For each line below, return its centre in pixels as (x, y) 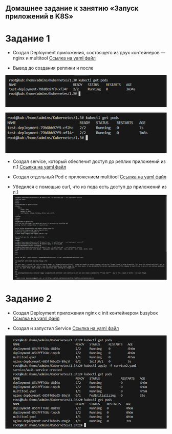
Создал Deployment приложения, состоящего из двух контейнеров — (89, 53)
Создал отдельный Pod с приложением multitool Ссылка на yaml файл (90, 177)
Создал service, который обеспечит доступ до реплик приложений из (89, 161)
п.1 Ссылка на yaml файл (39, 167)
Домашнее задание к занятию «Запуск (72, 8)
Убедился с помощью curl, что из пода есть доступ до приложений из (90, 187)
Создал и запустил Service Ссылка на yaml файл (66, 328)
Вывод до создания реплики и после (53, 68)
